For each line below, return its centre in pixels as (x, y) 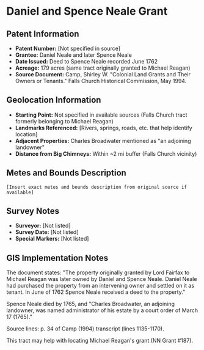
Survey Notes (33, 211)
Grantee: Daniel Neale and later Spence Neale (74, 55)
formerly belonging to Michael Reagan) (64, 121)
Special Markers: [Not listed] (52, 239)
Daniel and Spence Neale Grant (87, 11)
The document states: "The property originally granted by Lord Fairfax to (98, 272)
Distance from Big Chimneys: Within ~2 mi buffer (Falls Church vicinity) (106, 153)
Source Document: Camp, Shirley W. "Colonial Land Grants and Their (103, 74)
